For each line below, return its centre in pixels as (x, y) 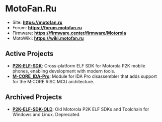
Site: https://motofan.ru (37, 22)
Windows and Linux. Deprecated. (46, 114)
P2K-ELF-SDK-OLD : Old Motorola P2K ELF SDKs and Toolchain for (81, 109)
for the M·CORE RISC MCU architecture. (53, 81)
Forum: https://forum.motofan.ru (47, 27)
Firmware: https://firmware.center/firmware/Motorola (69, 33)
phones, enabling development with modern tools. (64, 71)
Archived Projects (34, 97)
